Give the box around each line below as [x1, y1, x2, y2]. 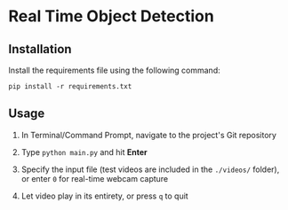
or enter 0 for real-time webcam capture [20, 173, 169, 183]
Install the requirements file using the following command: [8, 65, 220, 75]
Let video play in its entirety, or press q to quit [20, 191, 188, 201]
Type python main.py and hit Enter [20, 146, 148, 157]
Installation [8, 42, 72, 57]
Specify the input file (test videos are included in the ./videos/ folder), [20, 164, 280, 175]
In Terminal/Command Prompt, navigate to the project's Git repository [20, 129, 277, 140]
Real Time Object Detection [8, 6, 214, 27]
